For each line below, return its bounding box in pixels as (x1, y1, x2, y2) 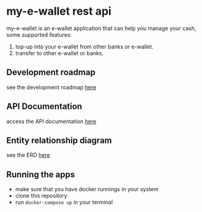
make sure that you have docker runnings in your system (15, 186, 159, 193)
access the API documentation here (6, 118, 97, 125)
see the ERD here (6, 151, 50, 159)
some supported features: (6, 31, 72, 38)
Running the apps (6, 169, 75, 180)
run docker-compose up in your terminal (15, 199, 113, 206)
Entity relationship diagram (6, 135, 112, 145)
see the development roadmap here (6, 83, 97, 91)
